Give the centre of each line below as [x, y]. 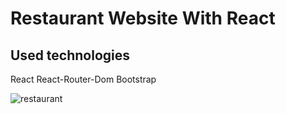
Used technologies [70, 55]
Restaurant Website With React [143, 18]
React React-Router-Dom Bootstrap [83, 79]
